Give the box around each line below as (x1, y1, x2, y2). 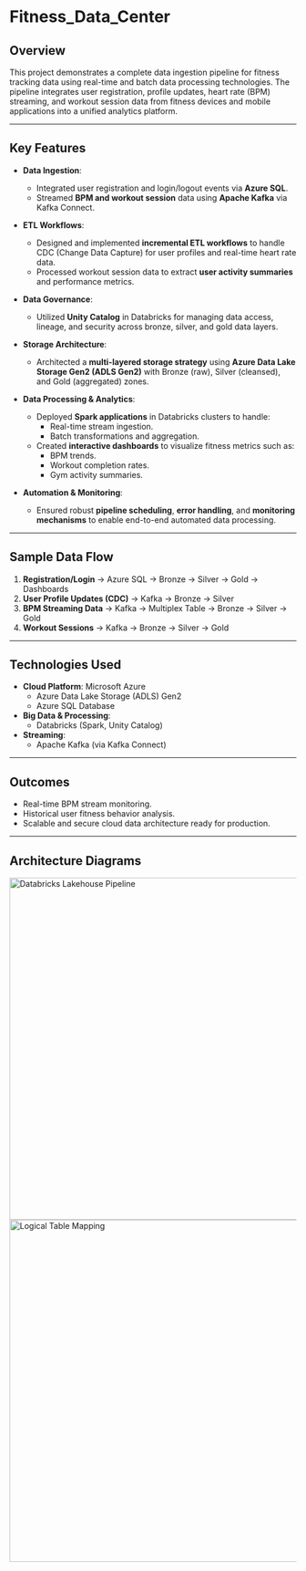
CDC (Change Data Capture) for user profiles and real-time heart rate (36, 246, 297, 257)
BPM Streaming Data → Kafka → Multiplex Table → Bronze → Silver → (22, 602, 288, 613)
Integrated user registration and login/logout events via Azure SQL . (36, 182, 289, 193)
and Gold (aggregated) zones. (36, 376, 149, 387)
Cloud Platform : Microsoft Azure (22, 681, 146, 692)
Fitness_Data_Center (9, 6, 171, 27)
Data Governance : (22, 294, 93, 305)
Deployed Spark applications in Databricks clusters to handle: (36, 411, 270, 421)
